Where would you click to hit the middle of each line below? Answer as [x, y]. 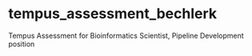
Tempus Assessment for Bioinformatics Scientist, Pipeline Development [126, 35]
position [22, 43]
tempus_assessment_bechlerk [113, 14]
